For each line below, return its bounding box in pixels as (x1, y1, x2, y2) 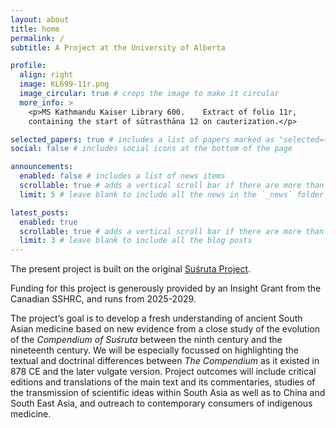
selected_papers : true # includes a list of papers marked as (10, 134, 275, 145)
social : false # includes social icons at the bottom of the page (10, 144, 293, 154)
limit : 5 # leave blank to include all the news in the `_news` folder (19, 189, 325, 200)
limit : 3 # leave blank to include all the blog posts (19, 236, 253, 246)
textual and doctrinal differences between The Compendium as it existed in (10, 355, 320, 367)
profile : (10, 61, 47, 71)
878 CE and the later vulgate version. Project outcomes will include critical (10, 366, 317, 378)
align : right (19, 70, 74, 80)
